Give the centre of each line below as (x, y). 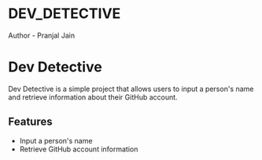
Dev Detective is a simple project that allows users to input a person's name (131, 89)
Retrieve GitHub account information (79, 149)
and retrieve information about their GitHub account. (93, 97)
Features (30, 122)
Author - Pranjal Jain (42, 35)
